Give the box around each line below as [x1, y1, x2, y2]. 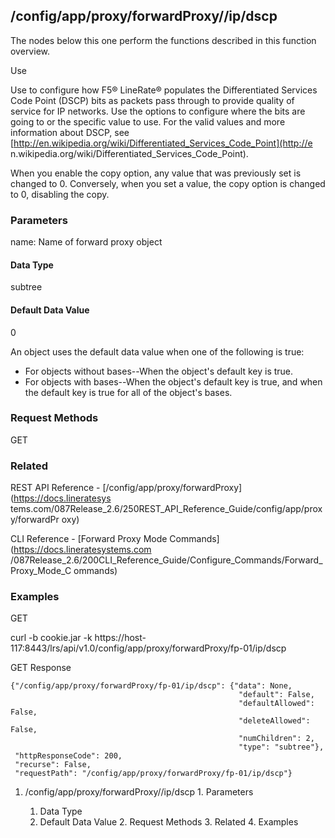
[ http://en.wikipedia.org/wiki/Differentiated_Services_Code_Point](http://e [10, 137, 313, 149]
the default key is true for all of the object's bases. [24, 386, 233, 398]
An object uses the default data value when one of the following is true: [10, 345, 305, 358]
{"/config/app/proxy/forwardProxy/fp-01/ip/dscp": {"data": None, [10, 681, 293, 691]
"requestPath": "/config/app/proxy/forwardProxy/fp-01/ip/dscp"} [14, 769, 293, 779]
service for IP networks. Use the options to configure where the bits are [10, 105, 306, 117]
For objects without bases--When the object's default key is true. [24, 365, 294, 377]
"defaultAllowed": [238, 699, 315, 709]
